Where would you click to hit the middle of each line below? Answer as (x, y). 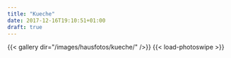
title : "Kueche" (31, 14)
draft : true (25, 27)
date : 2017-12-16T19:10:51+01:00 (57, 21)
